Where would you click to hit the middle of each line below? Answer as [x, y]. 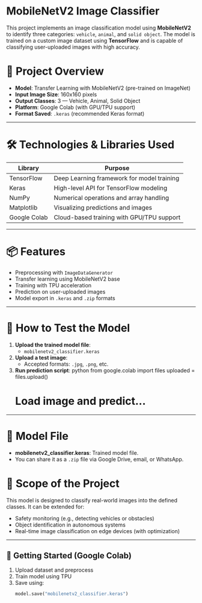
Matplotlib [23, 207]
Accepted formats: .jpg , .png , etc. [66, 364]
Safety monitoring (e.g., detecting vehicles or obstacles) [84, 518]
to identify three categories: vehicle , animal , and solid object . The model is [101, 34]
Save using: [29, 583]
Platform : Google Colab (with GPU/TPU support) [75, 107]
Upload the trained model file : [53, 345]
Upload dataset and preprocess [54, 570]
